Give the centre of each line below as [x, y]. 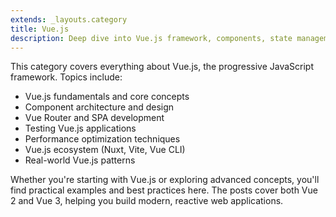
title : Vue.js [40, 29]
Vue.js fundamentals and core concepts [107, 97]
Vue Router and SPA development [94, 118]
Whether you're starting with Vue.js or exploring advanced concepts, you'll [165, 180]
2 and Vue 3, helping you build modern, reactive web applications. [147, 201]
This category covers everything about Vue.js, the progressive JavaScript [162, 67]
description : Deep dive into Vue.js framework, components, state [151, 38]
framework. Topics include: [66, 77]
